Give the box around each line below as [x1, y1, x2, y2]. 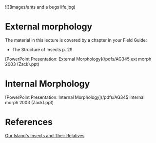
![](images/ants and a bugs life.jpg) [5, 4, 76, 10]
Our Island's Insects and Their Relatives [5, 132, 85, 138]
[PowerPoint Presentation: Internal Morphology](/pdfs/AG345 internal [5, 94, 145, 100]
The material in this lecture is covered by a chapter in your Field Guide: [5, 37, 147, 43]
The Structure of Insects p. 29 [12, 46, 73, 53]
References [5, 117, 53, 128]
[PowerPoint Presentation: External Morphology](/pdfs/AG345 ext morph [5, 56, 152, 62]
